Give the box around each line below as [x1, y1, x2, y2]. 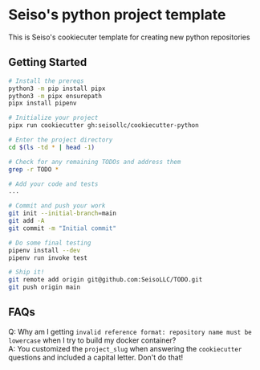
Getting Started [8, 55, 87, 69]
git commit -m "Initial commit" [8, 224, 116, 232]
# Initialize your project [8, 114, 99, 122]
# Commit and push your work [8, 202, 106, 210]
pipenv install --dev [8, 246, 81, 254]
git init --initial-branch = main [8, 209, 116, 218]
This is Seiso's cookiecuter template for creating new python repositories [8, 32, 250, 42]
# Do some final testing [8, 239, 91, 247]
